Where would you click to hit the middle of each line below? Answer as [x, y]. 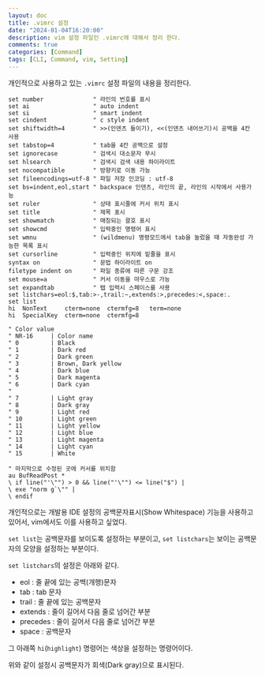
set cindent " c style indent [79, 120]
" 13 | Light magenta [56, 439]
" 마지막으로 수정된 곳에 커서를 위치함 [62, 469]
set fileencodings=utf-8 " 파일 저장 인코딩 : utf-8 [91, 178]
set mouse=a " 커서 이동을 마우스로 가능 [89, 279]
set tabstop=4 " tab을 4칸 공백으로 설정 [88, 145]
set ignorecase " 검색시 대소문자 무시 [82, 153]
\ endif [21, 496]
